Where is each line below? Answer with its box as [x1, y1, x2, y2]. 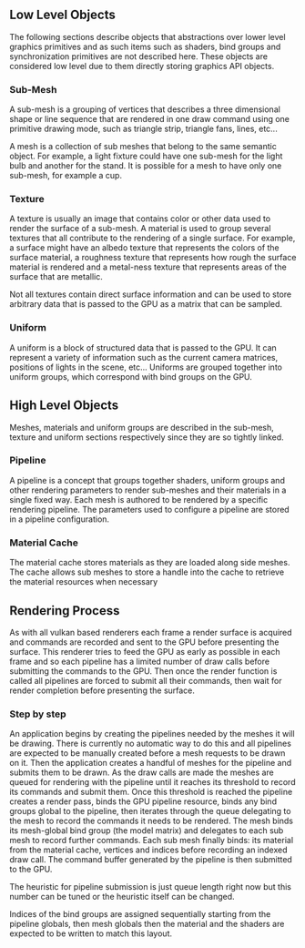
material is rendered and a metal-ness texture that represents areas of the [9, 261, 287, 272]
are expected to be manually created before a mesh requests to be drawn [9, 748, 286, 759]
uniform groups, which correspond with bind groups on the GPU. [9, 371, 253, 382]
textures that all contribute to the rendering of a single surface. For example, [9, 232, 296, 244]
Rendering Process [9, 603, 120, 618]
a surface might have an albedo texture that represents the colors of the [9, 242, 280, 253]
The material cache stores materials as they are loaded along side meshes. [9, 557, 290, 568]
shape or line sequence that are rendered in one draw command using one [9, 114, 290, 125]
